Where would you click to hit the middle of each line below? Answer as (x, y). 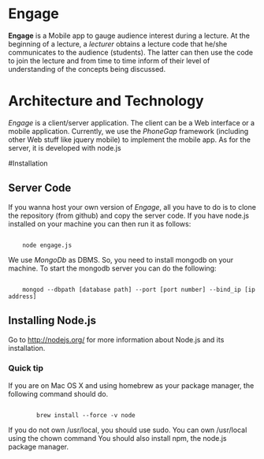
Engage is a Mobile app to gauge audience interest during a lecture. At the (129, 35)
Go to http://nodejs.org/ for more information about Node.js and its (116, 339)
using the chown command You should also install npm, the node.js (117, 438)
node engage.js (47, 245)
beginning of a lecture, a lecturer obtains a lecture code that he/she (118, 43)
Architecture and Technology (106, 101)
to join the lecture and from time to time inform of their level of (109, 61)
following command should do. (58, 394)
